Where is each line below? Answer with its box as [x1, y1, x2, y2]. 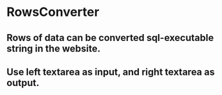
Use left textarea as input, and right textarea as [6, 66, 215, 78]
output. [6, 77, 40, 89]
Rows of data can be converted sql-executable [6, 32, 214, 44]
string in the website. [6, 42, 101, 54]
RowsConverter [6, 4, 100, 20]
